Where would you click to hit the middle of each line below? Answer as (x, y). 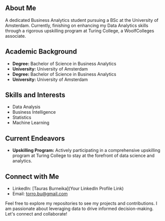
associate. (16, 36)
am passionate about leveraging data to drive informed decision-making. (79, 209)
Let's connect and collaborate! (36, 214)
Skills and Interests (35, 95)
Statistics (22, 117)
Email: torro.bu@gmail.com (40, 194)
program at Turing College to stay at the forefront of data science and (83, 155)
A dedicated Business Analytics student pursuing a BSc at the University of (82, 20)
